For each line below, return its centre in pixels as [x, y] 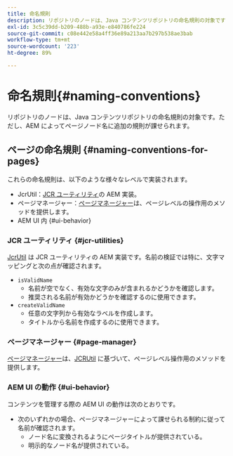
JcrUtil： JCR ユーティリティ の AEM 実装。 [79, 194]
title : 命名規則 [29, 14]
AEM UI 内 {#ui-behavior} [54, 220]
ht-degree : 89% [29, 53]
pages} [24, 161]
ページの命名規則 [44, 150]
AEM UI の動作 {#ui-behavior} [59, 387]
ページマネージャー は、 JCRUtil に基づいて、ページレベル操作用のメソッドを [117, 358]
